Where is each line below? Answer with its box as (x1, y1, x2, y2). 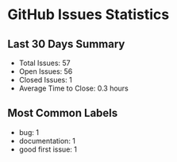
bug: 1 (18, 127, 39, 137)
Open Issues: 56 (18, 67, 73, 76)
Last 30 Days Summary (7, 37, 125, 51)
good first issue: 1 (18, 145, 77, 154)
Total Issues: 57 (18, 58, 71, 67)
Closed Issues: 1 (18, 75, 72, 84)
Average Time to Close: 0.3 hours (18, 83, 129, 93)
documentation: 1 (18, 136, 76, 145)
